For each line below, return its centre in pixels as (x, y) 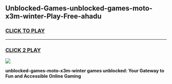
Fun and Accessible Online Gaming (43, 76)
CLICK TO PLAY (25, 31)
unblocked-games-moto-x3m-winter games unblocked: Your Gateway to (85, 70)
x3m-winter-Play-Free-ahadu (53, 17)
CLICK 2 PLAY (23, 50)
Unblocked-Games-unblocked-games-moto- (79, 8)
